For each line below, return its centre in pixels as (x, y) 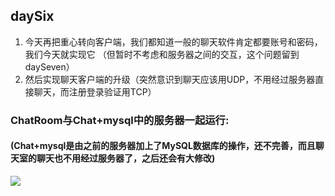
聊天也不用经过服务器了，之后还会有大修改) (126, 158)
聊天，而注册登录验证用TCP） (95, 91)
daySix (32, 16)
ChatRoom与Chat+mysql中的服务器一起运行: (120, 120)
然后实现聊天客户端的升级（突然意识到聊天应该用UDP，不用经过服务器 (170, 79)
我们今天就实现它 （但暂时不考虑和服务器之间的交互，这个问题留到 (162, 54)
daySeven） (49, 66)
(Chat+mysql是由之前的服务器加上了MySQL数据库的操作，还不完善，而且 (163, 146)
